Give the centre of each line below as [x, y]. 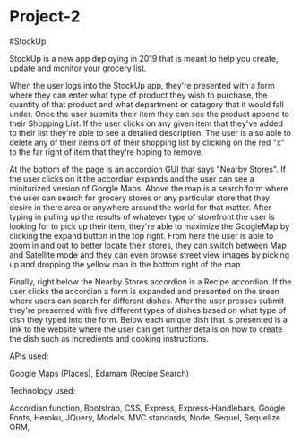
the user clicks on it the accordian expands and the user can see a [132, 178]
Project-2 [45, 17]
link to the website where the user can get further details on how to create [146, 329]
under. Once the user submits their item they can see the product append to [149, 114]
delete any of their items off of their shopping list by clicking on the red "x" [147, 142]
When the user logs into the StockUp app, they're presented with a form [142, 85]
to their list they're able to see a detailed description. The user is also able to [150, 132]
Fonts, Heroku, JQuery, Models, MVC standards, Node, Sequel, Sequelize [145, 417]
